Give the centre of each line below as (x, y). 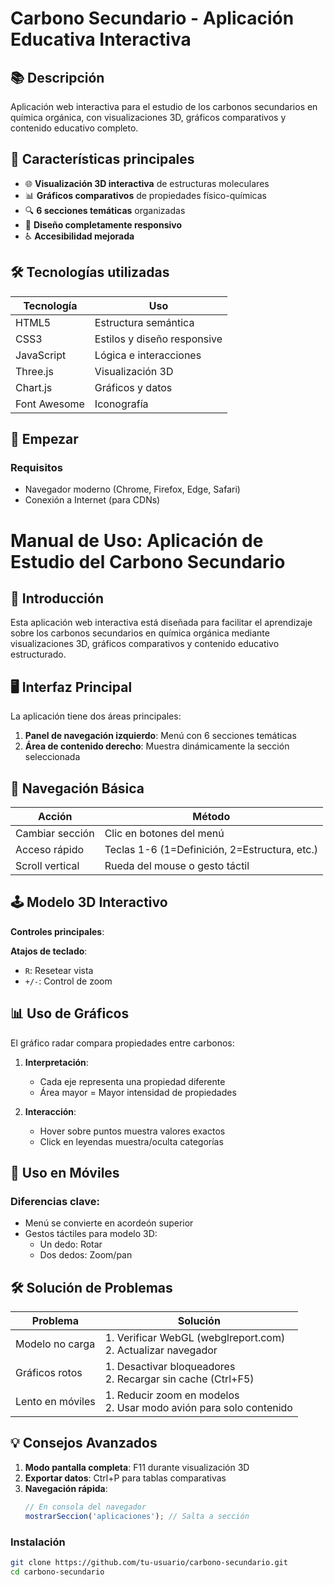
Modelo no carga (55, 1344)
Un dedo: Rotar (71, 1244)
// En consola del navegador (85, 1507)
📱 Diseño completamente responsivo (103, 224)
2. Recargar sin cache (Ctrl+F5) (179, 1379)
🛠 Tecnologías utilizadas (90, 272)
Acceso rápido (50, 849)
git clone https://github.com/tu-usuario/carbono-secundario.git (149, 1562)
